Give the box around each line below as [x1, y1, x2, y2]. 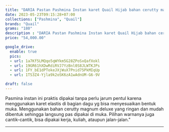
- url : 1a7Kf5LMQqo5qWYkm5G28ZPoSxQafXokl [10, 58, 100, 63]
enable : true [10, 49, 37, 54]
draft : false [5, 81, 33, 87]
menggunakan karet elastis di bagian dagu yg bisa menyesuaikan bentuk [5, 100, 156, 106]
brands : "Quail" [5, 21, 39, 27]
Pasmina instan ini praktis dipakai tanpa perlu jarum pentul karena [5, 95, 142, 101]
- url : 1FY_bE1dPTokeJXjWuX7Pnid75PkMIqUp [10, 68, 100, 73]
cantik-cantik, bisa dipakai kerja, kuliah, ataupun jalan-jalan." [5, 116, 131, 122]
